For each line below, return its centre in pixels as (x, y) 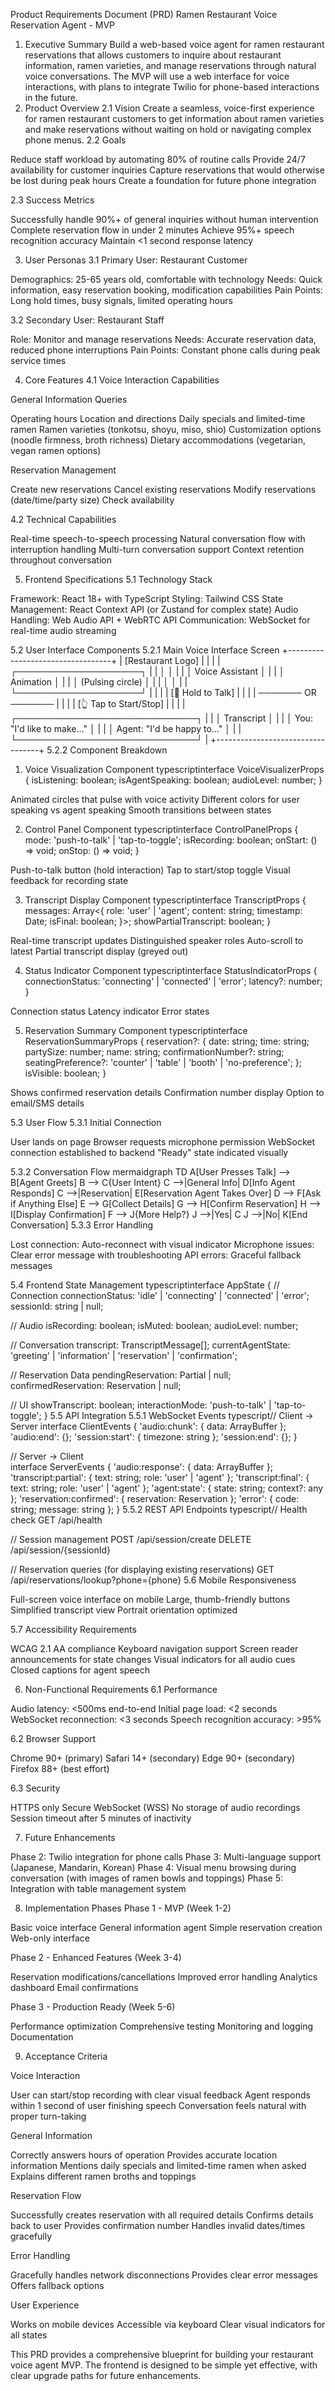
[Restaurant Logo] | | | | (172, 660)
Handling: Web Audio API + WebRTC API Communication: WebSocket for (160, 620)
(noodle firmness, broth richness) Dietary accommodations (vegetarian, (158, 440)
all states (29, 2335)
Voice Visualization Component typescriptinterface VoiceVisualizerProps (174, 769)
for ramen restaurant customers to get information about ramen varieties (174, 118)
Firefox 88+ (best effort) (60, 1768)
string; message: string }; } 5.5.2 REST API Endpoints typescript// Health (159, 1509)
